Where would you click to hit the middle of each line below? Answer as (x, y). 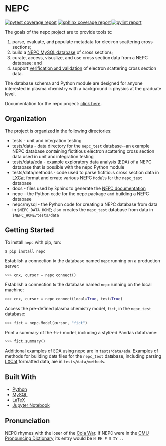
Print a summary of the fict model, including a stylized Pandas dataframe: (81, 333)
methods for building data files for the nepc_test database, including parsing (83, 356)
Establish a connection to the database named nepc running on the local (79, 285)
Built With (21, 377)
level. (11, 94)
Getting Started (29, 230)
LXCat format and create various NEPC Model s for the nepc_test (77, 178)
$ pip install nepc (25, 251)
